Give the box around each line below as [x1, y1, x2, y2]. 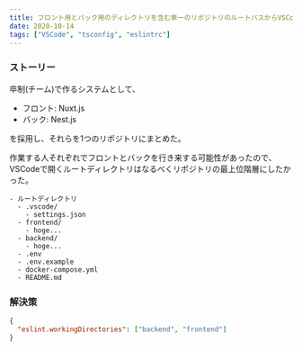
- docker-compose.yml [17, 265, 99, 274]
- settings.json [25, 210, 87, 219]
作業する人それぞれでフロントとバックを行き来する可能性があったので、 [9, 152, 277, 163]
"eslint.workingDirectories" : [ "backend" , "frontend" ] [17, 325, 227, 334]
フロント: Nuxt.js [22, 103, 85, 113]
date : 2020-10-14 [9, 22, 75, 31]
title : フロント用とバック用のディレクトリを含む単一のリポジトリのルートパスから [9, 13, 279, 22]
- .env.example [17, 257, 75, 266]
